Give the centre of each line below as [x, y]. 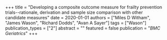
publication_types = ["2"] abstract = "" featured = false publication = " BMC [83, 28]
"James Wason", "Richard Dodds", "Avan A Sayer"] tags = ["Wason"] [76, 23]
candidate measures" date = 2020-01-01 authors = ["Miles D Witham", [78, 18]
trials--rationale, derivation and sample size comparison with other [74, 12]
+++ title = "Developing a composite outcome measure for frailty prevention [84, 7]
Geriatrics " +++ [21, 33]
